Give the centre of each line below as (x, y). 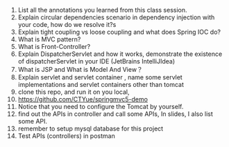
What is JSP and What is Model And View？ (80, 69)
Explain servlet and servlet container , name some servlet (100, 77)
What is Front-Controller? (54, 47)
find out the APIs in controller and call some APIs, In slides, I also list (116, 114)
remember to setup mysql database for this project (91, 128)
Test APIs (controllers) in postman (66, 136)
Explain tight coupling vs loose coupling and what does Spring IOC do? (119, 32)
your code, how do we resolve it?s (67, 24)
